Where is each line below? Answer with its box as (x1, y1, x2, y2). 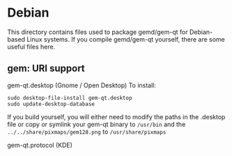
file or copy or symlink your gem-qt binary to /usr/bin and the (7, 120, 186, 128)
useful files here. (7, 42, 56, 51)
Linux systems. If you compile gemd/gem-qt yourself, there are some (26, 35, 225, 43)
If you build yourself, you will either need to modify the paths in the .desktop (7, 112, 226, 121)
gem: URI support (7, 62, 85, 74)
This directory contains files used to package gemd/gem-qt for (7, 28, 188, 36)
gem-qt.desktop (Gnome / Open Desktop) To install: (7, 81, 157, 89)
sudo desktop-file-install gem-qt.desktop (7, 94, 132, 101)
